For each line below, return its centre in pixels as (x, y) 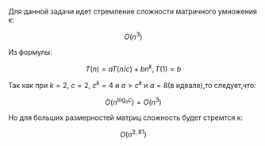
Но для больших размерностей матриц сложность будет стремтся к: (126, 117)
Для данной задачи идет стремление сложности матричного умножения (133, 12)
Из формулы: (31, 52)
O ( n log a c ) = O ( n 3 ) (133, 101)
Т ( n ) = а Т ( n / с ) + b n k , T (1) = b (133, 68)
